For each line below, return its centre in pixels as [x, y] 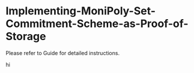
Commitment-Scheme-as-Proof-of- [97, 24]
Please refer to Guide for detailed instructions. [63, 53]
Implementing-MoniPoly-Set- [81, 11]
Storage [26, 36]
